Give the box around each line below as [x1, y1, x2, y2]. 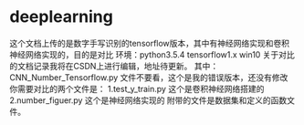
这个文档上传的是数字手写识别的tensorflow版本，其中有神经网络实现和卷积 [9, 37, 290, 48]
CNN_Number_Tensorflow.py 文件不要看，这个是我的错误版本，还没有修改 [9, 71, 288, 83]
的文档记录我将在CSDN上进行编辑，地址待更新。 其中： [9, 60, 219, 71]
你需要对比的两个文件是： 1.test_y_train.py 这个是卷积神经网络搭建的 [9, 83, 265, 94]
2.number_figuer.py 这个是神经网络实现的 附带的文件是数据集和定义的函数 [9, 94, 288, 106]
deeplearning [9, 6, 114, 27]
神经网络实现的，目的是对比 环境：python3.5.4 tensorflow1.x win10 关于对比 [9, 48, 295, 60]
